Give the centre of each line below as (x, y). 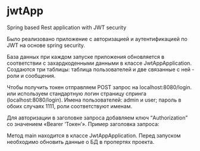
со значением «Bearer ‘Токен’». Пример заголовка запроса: (83, 124)
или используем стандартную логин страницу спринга (76, 93)
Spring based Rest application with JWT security (67, 27)
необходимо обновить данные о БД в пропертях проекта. (81, 141)
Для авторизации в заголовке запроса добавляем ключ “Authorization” (97, 118)
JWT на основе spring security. (46, 45)
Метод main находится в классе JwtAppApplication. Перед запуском (94, 136)
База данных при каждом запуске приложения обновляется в (86, 56)
